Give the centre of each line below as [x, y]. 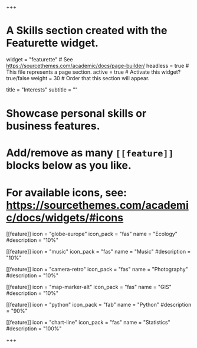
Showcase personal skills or [76, 114]
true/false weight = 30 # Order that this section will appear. [78, 78]
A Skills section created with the [87, 31]
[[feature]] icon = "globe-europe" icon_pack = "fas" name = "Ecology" [92, 234]
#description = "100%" [34, 329]
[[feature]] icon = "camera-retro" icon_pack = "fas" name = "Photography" [97, 270]
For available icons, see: [67, 193]
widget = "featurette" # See [40, 59]
